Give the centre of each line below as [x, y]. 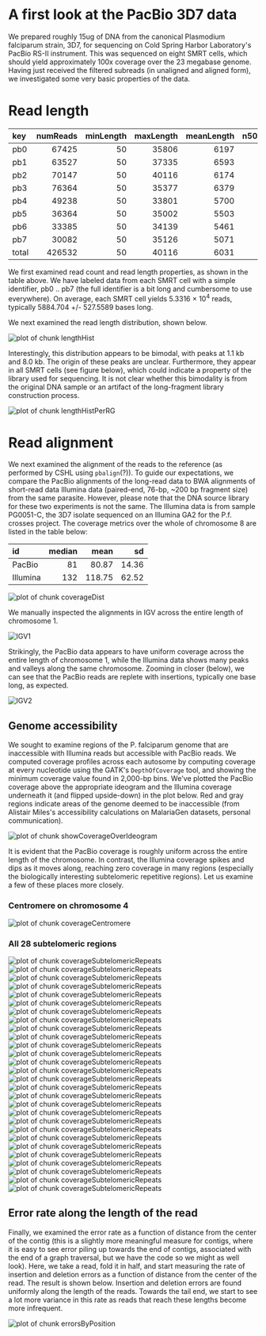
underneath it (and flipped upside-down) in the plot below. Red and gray [126, 795]
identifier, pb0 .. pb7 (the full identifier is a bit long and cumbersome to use [130, 289]
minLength [106, 136]
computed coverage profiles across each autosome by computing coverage [132, 762]
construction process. [44, 395]
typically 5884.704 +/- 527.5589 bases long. [81, 307]
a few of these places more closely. [66, 885]
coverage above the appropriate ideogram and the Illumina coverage [120, 787]
